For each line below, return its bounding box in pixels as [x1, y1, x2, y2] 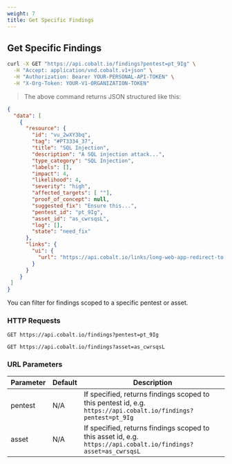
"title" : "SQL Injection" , [32, 145, 110, 152]
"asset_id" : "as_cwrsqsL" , [32, 215, 110, 222]
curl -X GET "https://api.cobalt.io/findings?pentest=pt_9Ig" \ [7, 60, 196, 68]
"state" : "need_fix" [32, 228, 91, 235]
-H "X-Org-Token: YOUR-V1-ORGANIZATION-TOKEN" [13, 80, 150, 87]
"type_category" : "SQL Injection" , [32, 157, 135, 164]
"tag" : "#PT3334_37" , [32, 138, 95, 145]
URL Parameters [7, 359, 63, 369]
